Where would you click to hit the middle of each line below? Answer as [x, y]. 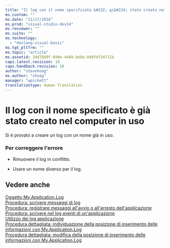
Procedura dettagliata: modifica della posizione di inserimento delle [75, 235]
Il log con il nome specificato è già [78, 110]
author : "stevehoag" [27, 71]
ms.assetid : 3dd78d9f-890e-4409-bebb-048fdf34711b [60, 57]
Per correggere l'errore [34, 148]
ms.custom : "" [20, 15]
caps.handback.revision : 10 [35, 66]
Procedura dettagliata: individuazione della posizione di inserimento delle [81, 224]
